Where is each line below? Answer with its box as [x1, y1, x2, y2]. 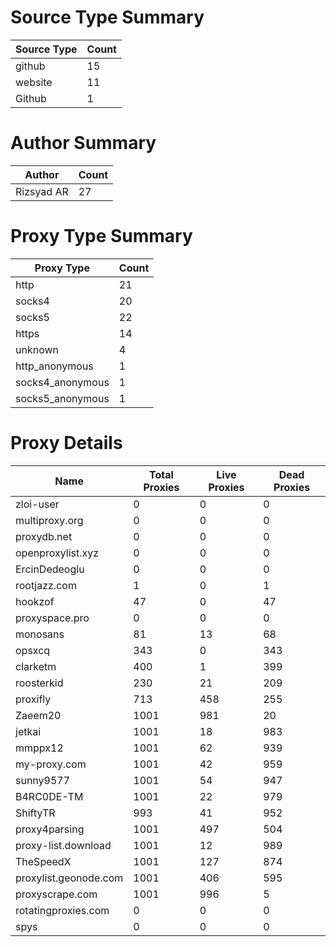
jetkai [15, 724, 42, 738]
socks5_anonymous [15, 391, 110, 405]
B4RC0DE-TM [15, 789, 84, 803]
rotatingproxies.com [15, 903, 110, 917]
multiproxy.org [15, 513, 84, 527]
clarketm [15, 659, 57, 673]
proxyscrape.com [15, 887, 98, 901]
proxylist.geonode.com [15, 871, 124, 885]
